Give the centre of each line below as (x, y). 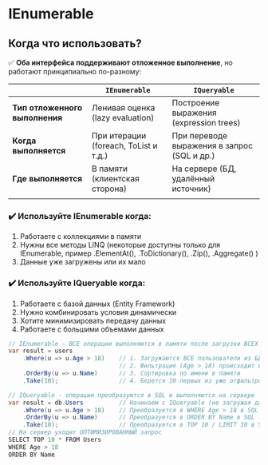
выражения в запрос (213, 146)
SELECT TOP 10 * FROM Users (55, 440)
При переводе (199, 135)
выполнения (37, 118)
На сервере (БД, (204, 169)
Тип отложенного (47, 107)
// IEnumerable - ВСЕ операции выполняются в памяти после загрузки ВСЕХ (134, 344)
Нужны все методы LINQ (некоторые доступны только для (120, 245)
